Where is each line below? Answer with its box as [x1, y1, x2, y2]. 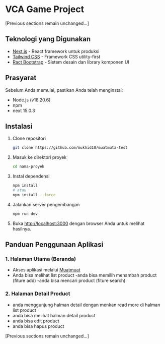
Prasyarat [5, 74, 37, 82]
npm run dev [12, 211, 38, 216]
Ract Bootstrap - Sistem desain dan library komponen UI [12, 59, 129, 65]
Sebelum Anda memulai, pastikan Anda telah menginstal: [5, 87, 123, 93]
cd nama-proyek [12, 164, 45, 169]
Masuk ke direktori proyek [12, 154, 67, 160]
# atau [12, 188, 27, 193]
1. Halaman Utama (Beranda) [5, 255, 76, 262]
